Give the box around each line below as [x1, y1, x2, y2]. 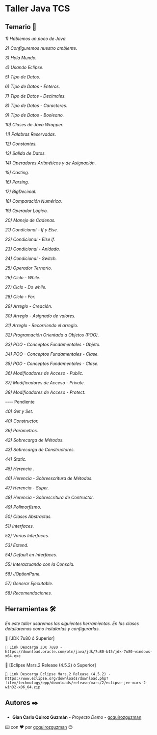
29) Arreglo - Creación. [5, 303, 52, 309]
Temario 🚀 [5, 23, 37, 31]
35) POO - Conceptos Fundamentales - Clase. [5, 361, 99, 367]
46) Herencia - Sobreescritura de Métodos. [5, 476, 93, 481]
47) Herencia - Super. [5, 485, 49, 491]
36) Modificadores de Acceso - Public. [5, 370, 84, 376]
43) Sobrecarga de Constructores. [5, 447, 75, 452]
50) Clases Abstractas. [5, 514, 52, 519]
